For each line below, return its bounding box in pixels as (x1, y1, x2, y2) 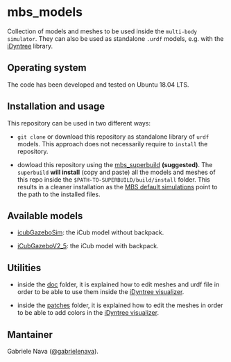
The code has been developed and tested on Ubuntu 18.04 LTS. (7, 80, 189, 89)
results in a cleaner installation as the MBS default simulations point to (17, 182, 218, 191)
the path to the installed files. (17, 190, 101, 198)
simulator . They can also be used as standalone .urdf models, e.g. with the (7, 34, 224, 42)
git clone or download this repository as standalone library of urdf (17, 132, 209, 141)
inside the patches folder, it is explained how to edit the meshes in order (17, 301, 223, 309)
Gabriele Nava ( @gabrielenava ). (7, 347, 99, 355)
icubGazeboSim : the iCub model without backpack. (17, 228, 164, 236)
